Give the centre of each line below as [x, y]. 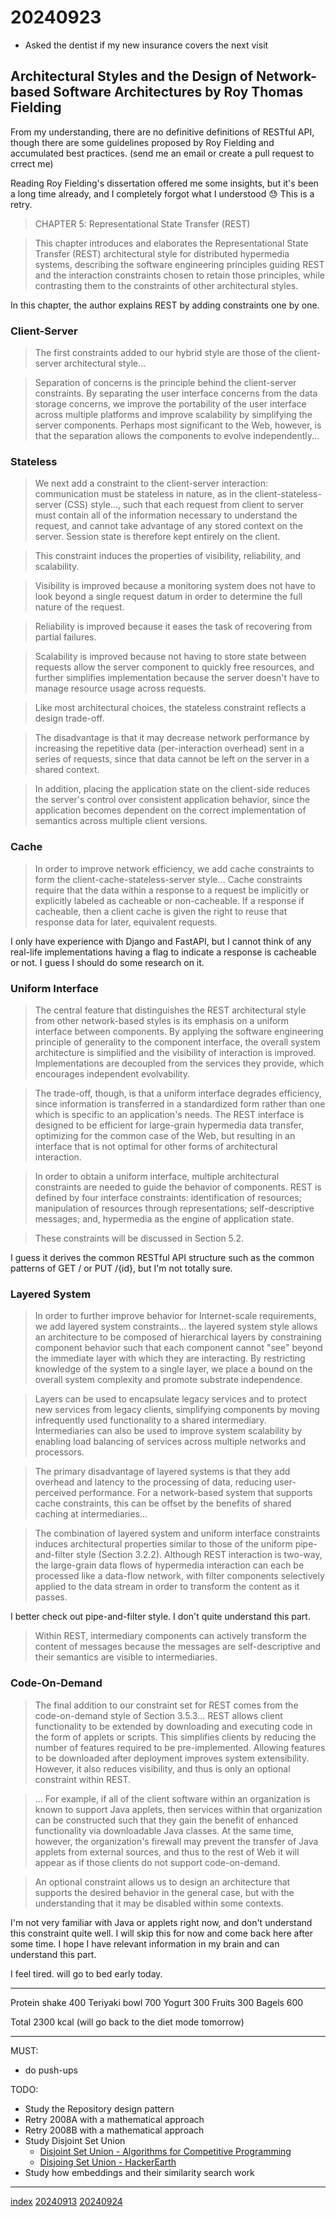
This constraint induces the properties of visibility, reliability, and [168, 556]
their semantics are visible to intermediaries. [126, 1657]
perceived [55, 1493]
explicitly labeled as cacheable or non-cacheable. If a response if [169, 900]
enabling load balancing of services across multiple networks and [170, 1442]
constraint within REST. [82, 1779]
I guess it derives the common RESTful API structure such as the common [162, 1257]
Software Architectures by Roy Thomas [178, 92]
